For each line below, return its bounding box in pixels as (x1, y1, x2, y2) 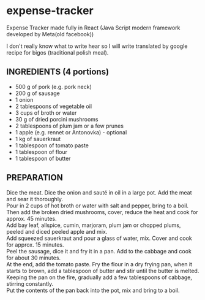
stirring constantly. (6, 280, 54, 287)
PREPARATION (6, 172, 63, 183)
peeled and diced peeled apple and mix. (6, 228, 108, 235)
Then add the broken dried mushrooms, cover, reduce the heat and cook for (6, 208, 198, 215)
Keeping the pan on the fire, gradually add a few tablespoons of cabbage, (6, 274, 193, 281)
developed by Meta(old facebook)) (6, 30, 94, 37)
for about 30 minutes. (6, 254, 61, 261)
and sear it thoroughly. (6, 195, 63, 202)
